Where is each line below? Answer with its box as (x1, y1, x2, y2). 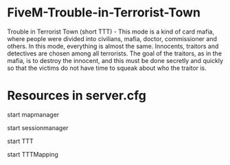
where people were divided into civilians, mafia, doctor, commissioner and (7, 34, 218, 42)
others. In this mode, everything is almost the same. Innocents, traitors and (7, 42, 219, 50)
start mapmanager (7, 110, 60, 118)
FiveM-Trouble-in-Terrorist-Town (7, 5, 201, 21)
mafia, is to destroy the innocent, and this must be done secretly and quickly (7, 56, 224, 64)
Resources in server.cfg (7, 88, 146, 103)
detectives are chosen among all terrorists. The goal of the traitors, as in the (7, 49, 222, 58)
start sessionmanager (7, 123, 69, 131)
